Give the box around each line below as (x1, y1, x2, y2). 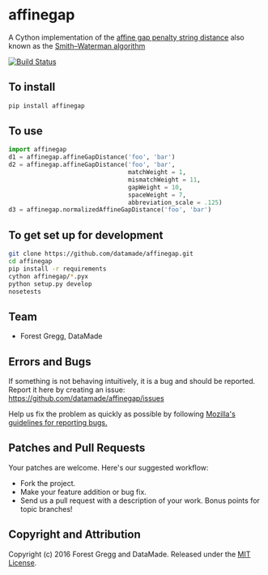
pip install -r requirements (8, 265, 107, 273)
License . (8, 557, 37, 568)
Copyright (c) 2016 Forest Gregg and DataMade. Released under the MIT (8, 549, 251, 559)
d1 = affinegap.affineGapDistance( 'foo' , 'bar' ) (8, 153, 176, 161)
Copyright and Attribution (8, 528, 141, 542)
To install (8, 80, 56, 94)
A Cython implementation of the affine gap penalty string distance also (8, 32, 245, 42)
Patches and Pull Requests (8, 441, 146, 455)
